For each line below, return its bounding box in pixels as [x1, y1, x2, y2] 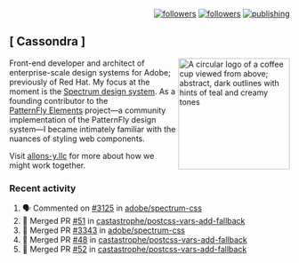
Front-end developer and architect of [9, 58, 145, 68]
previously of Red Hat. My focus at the [9, 76, 150, 87]
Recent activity [9, 182, 77, 195]
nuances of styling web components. [9, 133, 145, 144]
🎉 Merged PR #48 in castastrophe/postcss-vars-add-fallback [21, 235, 247, 245]
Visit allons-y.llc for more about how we [9, 150, 155, 161]
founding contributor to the [9, 95, 109, 106]
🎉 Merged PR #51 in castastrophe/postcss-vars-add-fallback [21, 216, 246, 227]
